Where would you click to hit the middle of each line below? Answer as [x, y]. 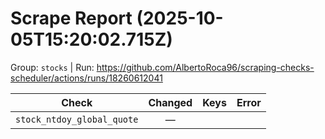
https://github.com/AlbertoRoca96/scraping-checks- [205, 67]
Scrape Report [71, 18]
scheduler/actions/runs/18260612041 [86, 78]
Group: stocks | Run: [52, 67]
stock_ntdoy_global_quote [77, 119]
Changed [170, 102]
